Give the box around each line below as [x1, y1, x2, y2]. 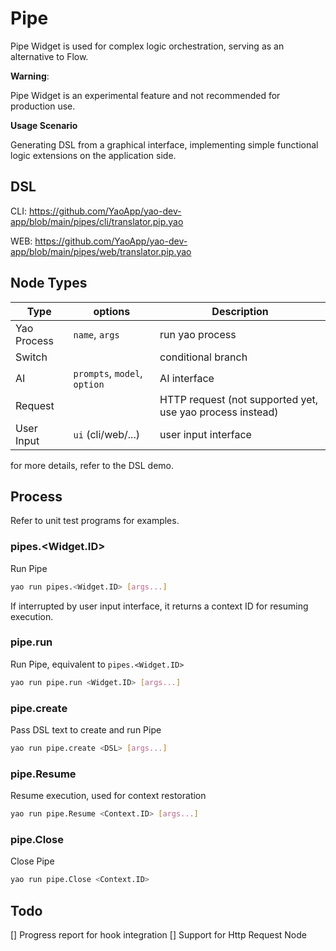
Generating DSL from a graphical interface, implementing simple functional [10, 138, 319, 151]
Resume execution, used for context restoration [10, 790, 207, 802]
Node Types [10, 275, 88, 292]
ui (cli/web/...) [73, 427, 140, 441]
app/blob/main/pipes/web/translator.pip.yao [10, 245, 192, 257]
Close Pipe [10, 855, 55, 867]
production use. [10, 100, 76, 112]
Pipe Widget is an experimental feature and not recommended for [10, 89, 281, 101]
